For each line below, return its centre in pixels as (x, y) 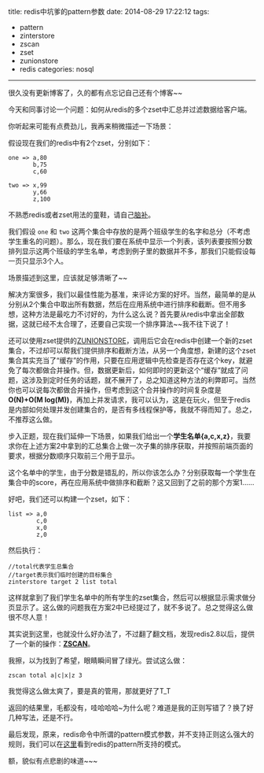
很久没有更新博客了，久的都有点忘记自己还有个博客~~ (95, 92)
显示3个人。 (48, 261)
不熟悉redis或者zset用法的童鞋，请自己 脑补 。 (82, 215)
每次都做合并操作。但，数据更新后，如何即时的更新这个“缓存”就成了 (132, 370)
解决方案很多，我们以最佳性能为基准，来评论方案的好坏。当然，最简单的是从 (132, 294)
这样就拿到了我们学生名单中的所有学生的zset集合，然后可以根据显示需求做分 (132, 597)
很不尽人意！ (29, 617)
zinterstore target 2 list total (63, 582)
